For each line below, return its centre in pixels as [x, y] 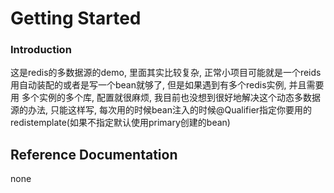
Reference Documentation [94, 154]
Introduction [41, 50]
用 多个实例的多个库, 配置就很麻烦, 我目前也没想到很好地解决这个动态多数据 [165, 98]
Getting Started [76, 18]
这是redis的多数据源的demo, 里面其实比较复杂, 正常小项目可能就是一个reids [166, 73]
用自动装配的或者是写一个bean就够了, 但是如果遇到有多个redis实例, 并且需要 [167, 85]
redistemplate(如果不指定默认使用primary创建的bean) [120, 123]
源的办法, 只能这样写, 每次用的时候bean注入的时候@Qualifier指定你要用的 [161, 110]
